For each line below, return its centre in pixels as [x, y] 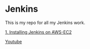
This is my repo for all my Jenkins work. [45, 23]
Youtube [13, 41]
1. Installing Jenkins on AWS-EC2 [38, 32]
